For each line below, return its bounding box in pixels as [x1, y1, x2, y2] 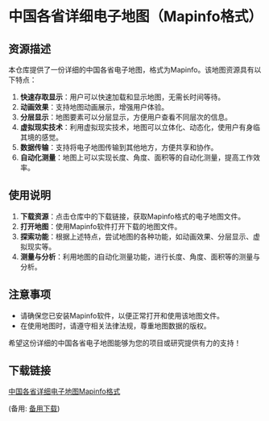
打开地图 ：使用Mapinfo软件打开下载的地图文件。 [19, 221, 182, 231]
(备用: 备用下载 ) [8, 404, 60, 414]
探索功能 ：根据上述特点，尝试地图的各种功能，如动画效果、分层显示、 [19, 231, 254, 241]
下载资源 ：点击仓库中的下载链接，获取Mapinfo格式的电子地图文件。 [19, 211, 246, 221]
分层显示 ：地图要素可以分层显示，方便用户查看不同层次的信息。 [19, 112, 232, 122]
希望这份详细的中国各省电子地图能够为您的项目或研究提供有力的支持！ [8, 338, 242, 348]
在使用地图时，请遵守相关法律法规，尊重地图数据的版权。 [19, 320, 211, 331]
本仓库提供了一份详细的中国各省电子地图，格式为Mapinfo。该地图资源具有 [8, 65, 255, 74]
